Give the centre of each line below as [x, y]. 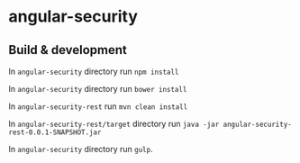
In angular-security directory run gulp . [81, 149]
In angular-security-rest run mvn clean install [98, 106]
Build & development [68, 50]
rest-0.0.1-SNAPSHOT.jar [55, 132]
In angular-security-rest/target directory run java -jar [114, 124]
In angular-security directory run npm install [94, 71]
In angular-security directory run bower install [98, 89]
